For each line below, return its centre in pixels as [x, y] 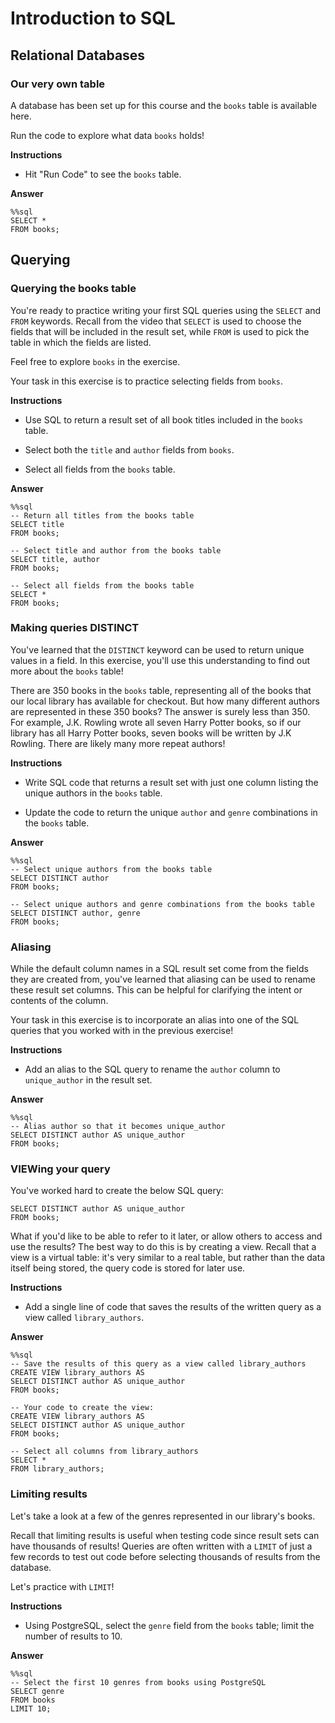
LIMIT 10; [31, 1708]
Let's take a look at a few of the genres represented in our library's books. [163, 1516]
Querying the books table [73, 289]
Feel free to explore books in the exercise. [95, 361]
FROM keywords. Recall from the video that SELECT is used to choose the [156, 321]
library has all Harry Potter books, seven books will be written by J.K [151, 733]
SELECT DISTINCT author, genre [75, 913]
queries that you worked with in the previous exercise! [122, 1031]
